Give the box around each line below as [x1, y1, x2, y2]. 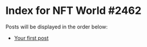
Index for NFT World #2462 [5, 4, 142, 17]
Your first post [14, 34, 49, 41]
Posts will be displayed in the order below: [5, 23, 108, 30]
